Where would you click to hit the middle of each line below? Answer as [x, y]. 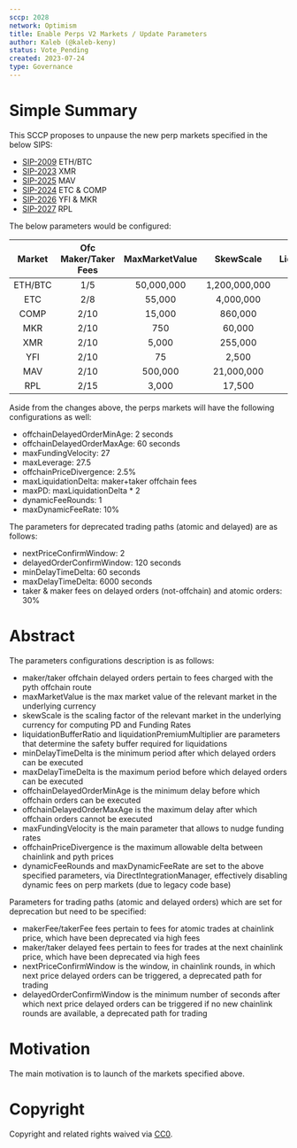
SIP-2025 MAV [49, 180]
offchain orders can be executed [81, 800]
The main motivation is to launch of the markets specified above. [127, 1074]
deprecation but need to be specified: [78, 911]
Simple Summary [73, 111]
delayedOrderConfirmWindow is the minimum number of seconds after [151, 994]
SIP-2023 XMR [49, 171]
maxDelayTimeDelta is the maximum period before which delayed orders [154, 772]
